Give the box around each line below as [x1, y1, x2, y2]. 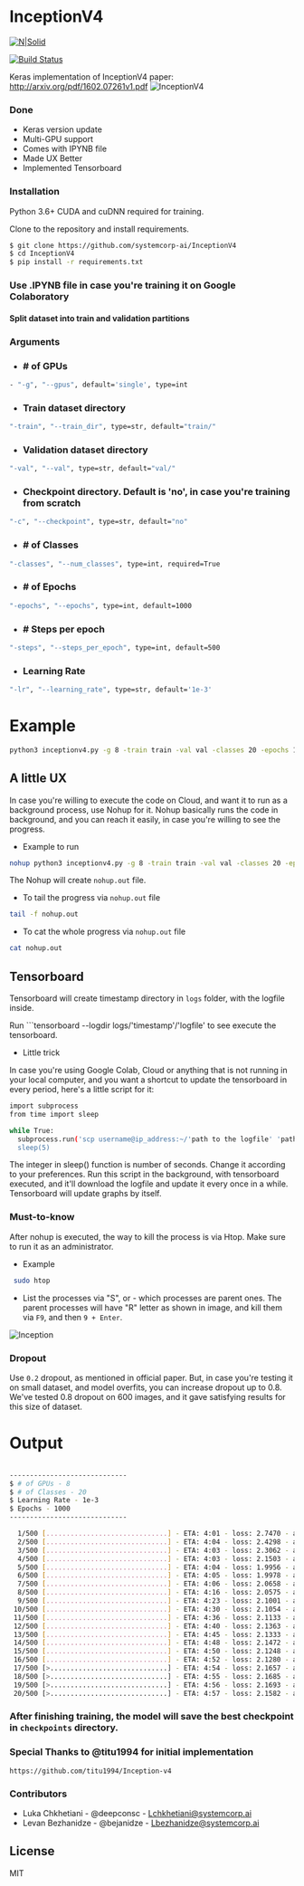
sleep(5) [17, 1143, 51, 1152]
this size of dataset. [9, 1401, 83, 1412]
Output [9, 1433, 63, 1453]
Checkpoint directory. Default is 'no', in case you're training [22, 486, 291, 499]
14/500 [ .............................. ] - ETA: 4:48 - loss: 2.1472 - [13, 1638, 290, 1648]
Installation [9, 186, 61, 198]
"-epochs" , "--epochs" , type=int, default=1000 [9, 601, 193, 610]
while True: [9, 1126, 54, 1135]
